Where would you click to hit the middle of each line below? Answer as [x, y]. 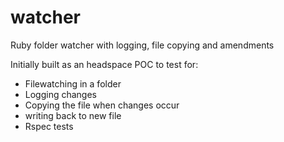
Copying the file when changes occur [102, 105]
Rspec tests [49, 126]
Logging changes [61, 94]
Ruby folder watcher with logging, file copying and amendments [142, 45]
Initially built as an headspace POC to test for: [104, 64]
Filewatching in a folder [73, 83]
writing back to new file [73, 115]
